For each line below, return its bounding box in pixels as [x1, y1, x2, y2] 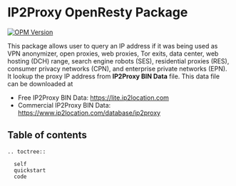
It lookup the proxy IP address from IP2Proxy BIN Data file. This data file [7, 72, 220, 81]
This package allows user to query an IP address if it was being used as [7, 41, 218, 50]
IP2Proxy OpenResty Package [7, 4, 188, 21]
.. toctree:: [7, 148, 46, 155]
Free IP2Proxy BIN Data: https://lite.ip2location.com [17, 93, 170, 102]
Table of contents [7, 129, 87, 141]
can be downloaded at [7, 79, 73, 88]
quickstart [14, 167, 46, 174]
